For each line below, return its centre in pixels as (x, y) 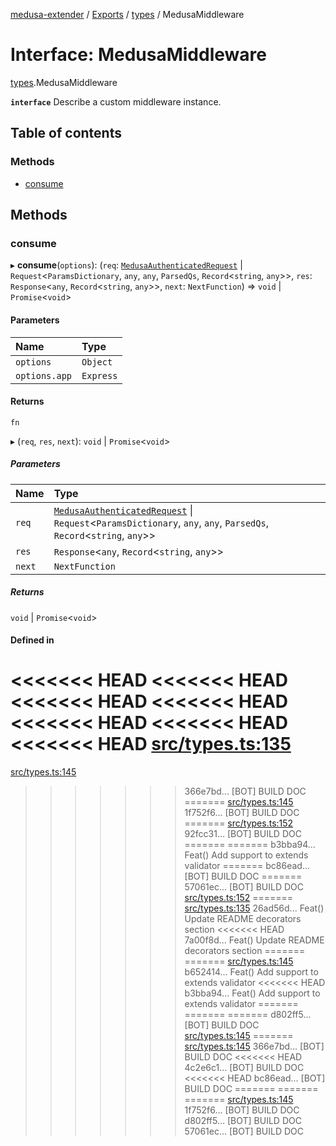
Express (99, 375)
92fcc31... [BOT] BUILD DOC (243, 834)
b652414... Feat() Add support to (251, 972)
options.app (44, 375)
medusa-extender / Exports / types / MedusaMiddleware (127, 14)
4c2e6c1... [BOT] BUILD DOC (244, 1068)
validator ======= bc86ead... (247, 866)
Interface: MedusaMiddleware (138, 55)
